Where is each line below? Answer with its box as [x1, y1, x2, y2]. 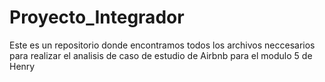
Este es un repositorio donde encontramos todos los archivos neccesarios [9, 39, 316, 51]
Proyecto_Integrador [9, 6, 185, 29]
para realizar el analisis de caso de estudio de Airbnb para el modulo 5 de [9, 49, 313, 61]
